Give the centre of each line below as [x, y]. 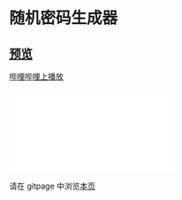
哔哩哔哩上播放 [36, 77]
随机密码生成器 [64, 18]
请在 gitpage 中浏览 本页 [52, 186]
